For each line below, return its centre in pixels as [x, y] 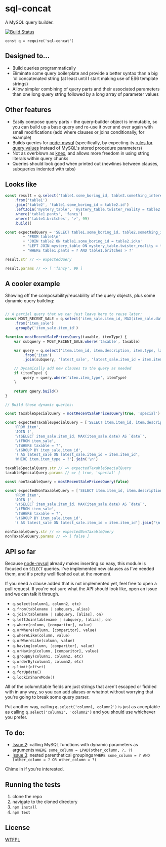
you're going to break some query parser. [47, 697]
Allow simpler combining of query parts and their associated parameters [86, 89]
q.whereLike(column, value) [41, 636]
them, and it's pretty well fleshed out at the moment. [59, 574]
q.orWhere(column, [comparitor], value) [54, 630]
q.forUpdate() [27, 672]
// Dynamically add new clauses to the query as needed [73, 368]
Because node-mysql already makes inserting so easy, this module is [76, 564]
